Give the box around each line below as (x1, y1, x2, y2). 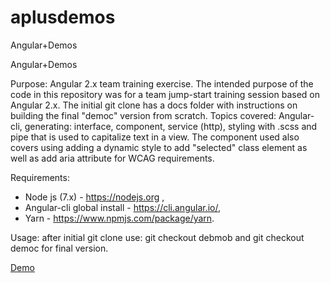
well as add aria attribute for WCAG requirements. (10, 152, 215, 164)
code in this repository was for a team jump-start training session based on (10, 88, 320, 100)
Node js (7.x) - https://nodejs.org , (24, 191, 165, 203)
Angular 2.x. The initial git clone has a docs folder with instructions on (10, 99, 298, 111)
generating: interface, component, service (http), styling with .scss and (24, 120, 318, 132)
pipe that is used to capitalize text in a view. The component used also (10, 131, 300, 143)
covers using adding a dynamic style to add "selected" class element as (10, 141, 308, 153)
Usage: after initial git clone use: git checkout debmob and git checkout (10, 231, 305, 243)
